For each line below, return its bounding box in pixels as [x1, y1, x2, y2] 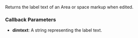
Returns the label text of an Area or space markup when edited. [5, 4, 134, 10]
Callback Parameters [5, 16, 56, 23]
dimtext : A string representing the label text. [12, 27, 102, 33]
